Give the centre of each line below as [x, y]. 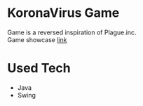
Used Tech [39, 68]
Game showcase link [37, 39]
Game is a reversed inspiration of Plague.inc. [72, 32]
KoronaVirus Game [63, 13]
